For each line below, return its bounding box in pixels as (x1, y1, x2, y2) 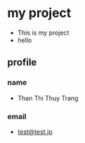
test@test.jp (17, 127, 53, 136)
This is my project (17, 28, 70, 37)
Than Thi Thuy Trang (17, 93, 79, 102)
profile (7, 57, 37, 69)
